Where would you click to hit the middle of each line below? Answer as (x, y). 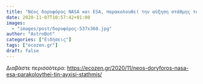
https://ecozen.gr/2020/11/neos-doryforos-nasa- (128, 68)
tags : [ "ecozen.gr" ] (32, 46)
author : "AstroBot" (31, 34)
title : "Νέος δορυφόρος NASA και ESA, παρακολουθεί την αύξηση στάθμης (98, 12)
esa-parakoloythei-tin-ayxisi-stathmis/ (54, 74)
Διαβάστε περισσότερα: (36, 68)
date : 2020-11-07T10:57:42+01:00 (48, 17)
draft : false (23, 51)
